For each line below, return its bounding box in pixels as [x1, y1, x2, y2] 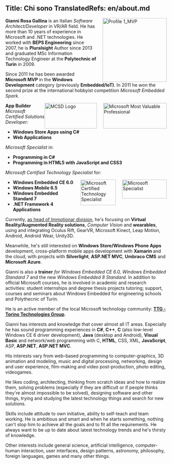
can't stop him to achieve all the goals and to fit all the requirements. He [5, 421, 157, 427]
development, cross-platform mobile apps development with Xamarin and [5, 248, 161, 254]
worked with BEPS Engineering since [5, 39, 84, 45]
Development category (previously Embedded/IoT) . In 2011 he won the [5, 82, 156, 88]
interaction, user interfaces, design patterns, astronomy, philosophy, [20, 447, 165, 454]
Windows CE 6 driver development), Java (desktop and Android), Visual [5, 332, 158, 338]
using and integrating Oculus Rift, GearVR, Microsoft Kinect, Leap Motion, [5, 227, 161, 233]
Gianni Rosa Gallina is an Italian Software [5, 17, 93, 24]
